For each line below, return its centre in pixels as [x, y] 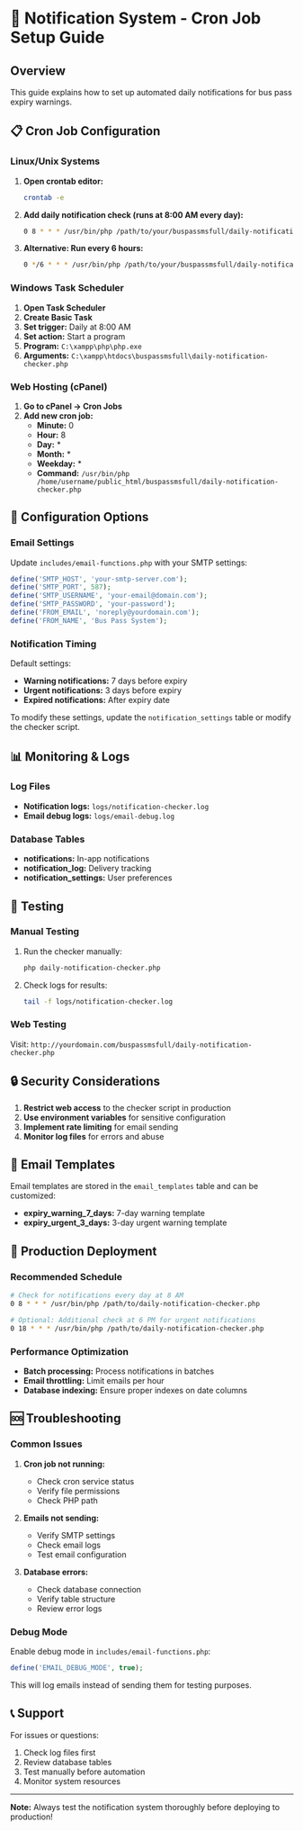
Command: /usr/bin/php [83, 473]
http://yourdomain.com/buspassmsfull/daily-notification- [142, 1045]
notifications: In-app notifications [86, 859]
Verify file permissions [78, 1491]
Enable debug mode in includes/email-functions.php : [111, 1651]
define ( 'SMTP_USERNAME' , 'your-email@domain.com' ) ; [109, 596]
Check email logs [69, 1545]
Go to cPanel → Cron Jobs [72, 406]
